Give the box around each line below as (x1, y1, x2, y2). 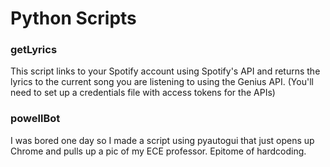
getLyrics (10, 43, 58, 57)
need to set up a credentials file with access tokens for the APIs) (10, 87, 276, 99)
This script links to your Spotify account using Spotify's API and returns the (10, 65, 321, 77)
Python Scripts (10, 7, 137, 30)
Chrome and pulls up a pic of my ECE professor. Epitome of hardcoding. (10, 145, 307, 157)
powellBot (10, 112, 61, 126)
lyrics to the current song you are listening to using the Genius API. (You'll (10, 76, 314, 88)
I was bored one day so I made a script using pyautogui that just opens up (10, 134, 315, 146)
